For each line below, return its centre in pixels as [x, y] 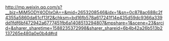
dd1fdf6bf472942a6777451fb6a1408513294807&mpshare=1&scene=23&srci [84, 23]
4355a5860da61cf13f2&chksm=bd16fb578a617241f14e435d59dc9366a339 [84, 18]
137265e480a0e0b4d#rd [31, 33]
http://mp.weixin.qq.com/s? [34, 7]
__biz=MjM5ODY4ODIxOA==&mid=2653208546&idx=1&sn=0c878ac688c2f [84, 12]
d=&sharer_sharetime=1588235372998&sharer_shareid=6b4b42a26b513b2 [84, 28]
